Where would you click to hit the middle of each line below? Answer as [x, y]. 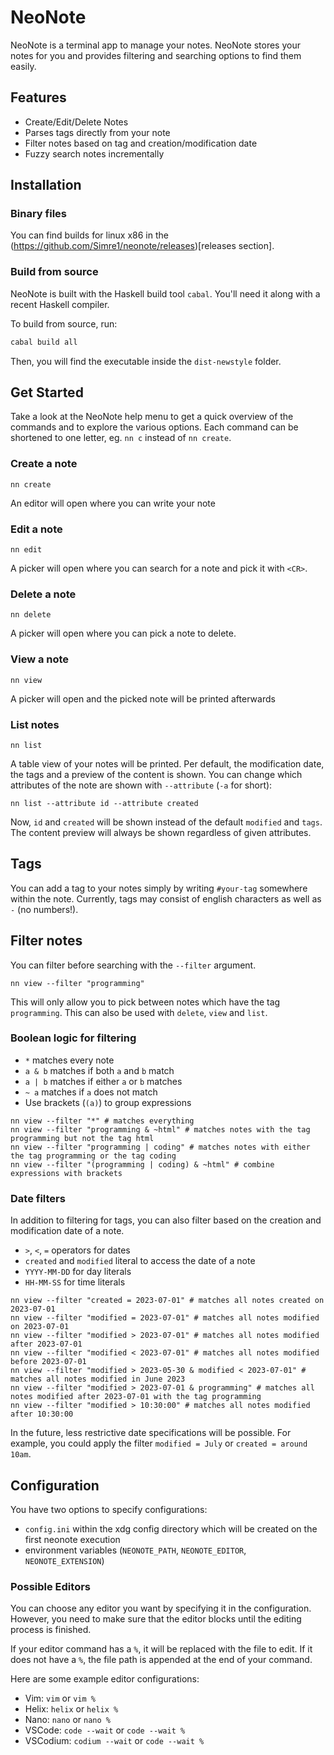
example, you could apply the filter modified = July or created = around [159, 1443]
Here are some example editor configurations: [105, 1679]
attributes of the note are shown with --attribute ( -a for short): [141, 785]
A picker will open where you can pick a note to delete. [123, 633]
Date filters [38, 1198]
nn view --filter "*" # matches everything [102, 1121]
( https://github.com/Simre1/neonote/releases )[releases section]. [142, 246]
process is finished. [51, 1630]
